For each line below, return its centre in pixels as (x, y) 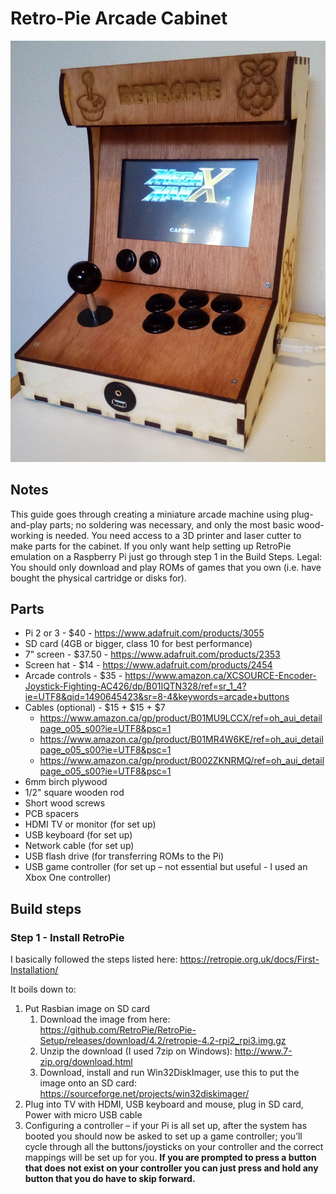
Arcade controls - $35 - (73, 676)
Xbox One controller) (68, 878)
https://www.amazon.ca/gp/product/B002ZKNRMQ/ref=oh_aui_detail (182, 761)
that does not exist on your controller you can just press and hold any (171, 1168)
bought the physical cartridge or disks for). (98, 578)
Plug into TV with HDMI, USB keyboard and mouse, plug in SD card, (164, 1104)
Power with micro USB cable (83, 1115)
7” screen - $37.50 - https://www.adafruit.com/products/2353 (152, 654)
